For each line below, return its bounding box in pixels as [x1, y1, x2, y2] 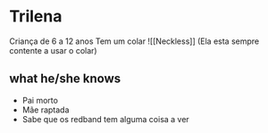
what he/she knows [9, 71, 121, 87]
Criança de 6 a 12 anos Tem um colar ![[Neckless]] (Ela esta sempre [9, 36, 260, 46]
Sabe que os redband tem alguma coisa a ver [21, 113, 189, 124]
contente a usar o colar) [9, 45, 97, 55]
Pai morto [21, 95, 58, 105]
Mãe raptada [21, 104, 70, 115]
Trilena [9, 6, 63, 27]
